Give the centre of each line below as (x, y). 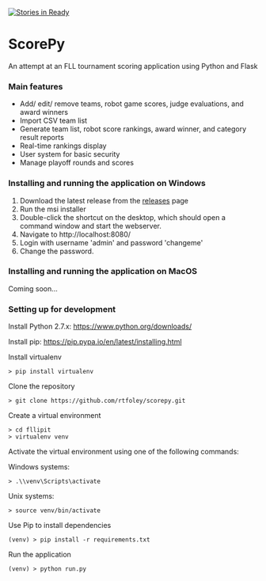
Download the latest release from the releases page (104, 200)
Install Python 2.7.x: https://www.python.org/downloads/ (100, 327)
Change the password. (57, 251)
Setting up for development (62, 309)
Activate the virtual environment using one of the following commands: (123, 452)
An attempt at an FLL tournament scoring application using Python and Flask (133, 66)
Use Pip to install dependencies (60, 526)
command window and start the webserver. (91, 226)
